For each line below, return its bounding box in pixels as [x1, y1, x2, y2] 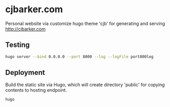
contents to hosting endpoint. [5, 87, 67, 93]
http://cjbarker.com [5, 25, 46, 32]
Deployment [5, 68, 45, 77]
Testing [5, 41, 30, 49]
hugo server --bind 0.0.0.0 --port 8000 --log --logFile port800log [5, 54, 154, 59]
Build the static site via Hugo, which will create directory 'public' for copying [5, 82, 165, 88]
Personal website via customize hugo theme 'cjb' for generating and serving [5, 20, 165, 26]
